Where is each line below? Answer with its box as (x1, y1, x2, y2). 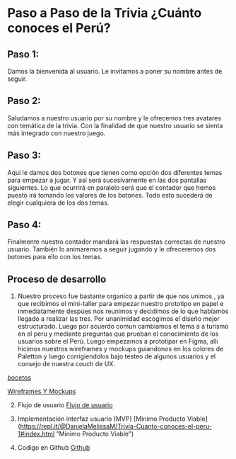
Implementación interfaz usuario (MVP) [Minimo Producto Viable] (17, 414, 208, 423)
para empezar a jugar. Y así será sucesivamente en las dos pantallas (7, 176, 207, 184)
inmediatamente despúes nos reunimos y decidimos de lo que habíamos (17, 307, 229, 316)
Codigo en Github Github (17, 443, 90, 452)
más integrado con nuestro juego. (7, 129, 106, 137)
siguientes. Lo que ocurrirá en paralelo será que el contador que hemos (7, 183, 216, 192)
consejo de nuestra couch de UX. (17, 360, 115, 368)
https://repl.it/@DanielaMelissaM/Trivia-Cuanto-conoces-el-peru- (20, 422, 212, 431)
